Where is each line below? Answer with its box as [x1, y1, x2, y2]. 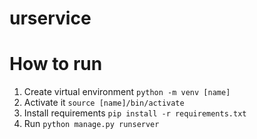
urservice [9, 7, 92, 30]
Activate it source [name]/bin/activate [23, 97, 185, 109]
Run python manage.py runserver [23, 118, 160, 130]
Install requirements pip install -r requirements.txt [23, 107, 247, 119]
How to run [9, 53, 103, 76]
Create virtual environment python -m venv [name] [23, 86, 231, 98]
